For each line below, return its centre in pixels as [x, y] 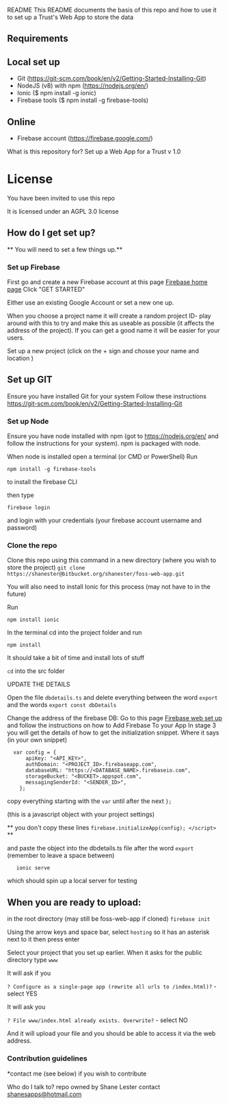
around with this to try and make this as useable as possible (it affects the [111, 323]
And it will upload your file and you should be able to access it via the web [111, 1034]
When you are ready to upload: [74, 902]
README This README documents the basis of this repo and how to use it [112, 10]
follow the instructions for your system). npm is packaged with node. [104, 444]
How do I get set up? [51, 233]
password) [22, 528]
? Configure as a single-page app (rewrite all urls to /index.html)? [110, 987]
